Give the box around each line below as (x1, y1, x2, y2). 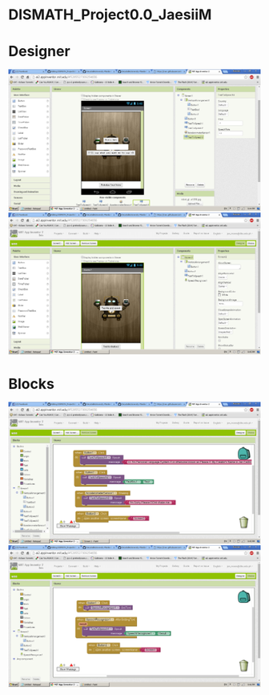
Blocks (8, 375, 54, 394)
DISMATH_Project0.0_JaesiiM (8, 6, 212, 24)
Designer (8, 42, 70, 61)
